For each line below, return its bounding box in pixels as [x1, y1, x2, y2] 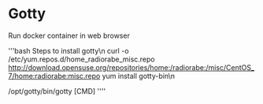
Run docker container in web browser [8, 31, 130, 40]
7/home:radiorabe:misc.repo [8, 71, 101, 80]
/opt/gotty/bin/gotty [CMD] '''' [8, 86, 106, 95]
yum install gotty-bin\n [102, 71, 176, 80]
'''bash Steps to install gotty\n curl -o [8, 46, 129, 55]
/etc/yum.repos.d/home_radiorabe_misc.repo [8, 54, 155, 64]
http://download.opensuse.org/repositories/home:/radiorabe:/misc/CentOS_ [8, 62, 254, 72]
